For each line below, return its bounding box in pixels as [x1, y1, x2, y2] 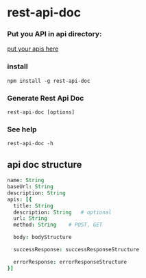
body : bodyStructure [13, 234, 72, 241]
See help [7, 125, 37, 134]
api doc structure [7, 159, 82, 170]
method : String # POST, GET [13, 221, 103, 229]
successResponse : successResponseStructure [13, 247, 139, 253]
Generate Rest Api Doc [7, 93, 84, 103]
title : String [13, 202, 53, 210]
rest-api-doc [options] [7, 109, 75, 116]
